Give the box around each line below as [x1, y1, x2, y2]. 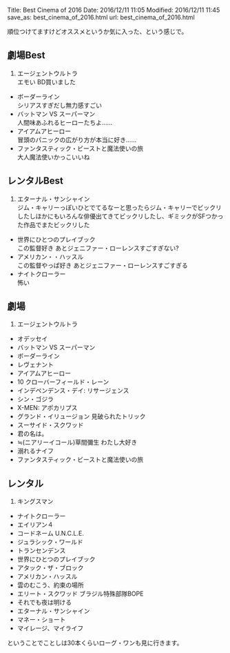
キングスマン [17, 497, 54, 506]
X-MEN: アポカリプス [17, 404, 78, 412]
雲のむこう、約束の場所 [17, 581, 84, 589]
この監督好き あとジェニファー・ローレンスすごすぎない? [17, 244, 179, 252]
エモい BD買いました [17, 77, 76, 86]
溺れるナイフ [17, 447, 54, 455]
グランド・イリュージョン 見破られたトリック [17, 412, 146, 420]
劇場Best [7, 50, 45, 61]
